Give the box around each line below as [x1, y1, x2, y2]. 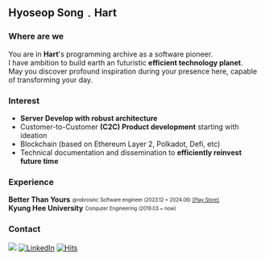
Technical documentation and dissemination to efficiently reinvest [19, 147, 242, 157]
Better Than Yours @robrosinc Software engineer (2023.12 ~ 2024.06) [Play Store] [8, 195, 220, 204]
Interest [8, 94, 40, 106]
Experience [8, 176, 54, 187]
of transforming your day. [8, 74, 93, 85]
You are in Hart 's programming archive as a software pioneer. [8, 49, 213, 59]
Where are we [8, 31, 64, 42]
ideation [19, 130, 48, 140]
